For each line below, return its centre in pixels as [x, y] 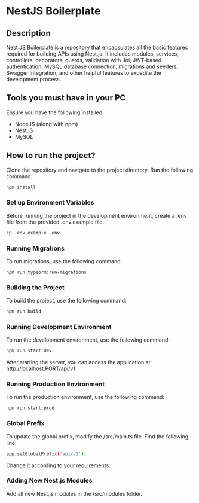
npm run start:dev [29, 351]
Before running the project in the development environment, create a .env [97, 215]
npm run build [24, 312]
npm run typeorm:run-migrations [46, 272]
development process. [34, 79]
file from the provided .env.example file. [55, 222]
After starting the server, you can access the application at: [79, 362]
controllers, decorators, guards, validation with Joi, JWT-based [84, 60]
